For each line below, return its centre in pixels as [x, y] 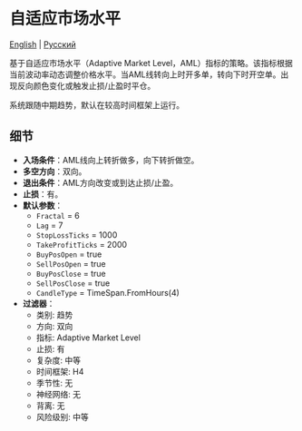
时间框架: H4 [60, 371]
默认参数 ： [43, 205]
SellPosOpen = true [71, 263]
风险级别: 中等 [62, 416]
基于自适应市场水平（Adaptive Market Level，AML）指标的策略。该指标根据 [151, 63]
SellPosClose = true [73, 283]
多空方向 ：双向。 [54, 171]
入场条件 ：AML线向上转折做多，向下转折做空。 [111, 160]
